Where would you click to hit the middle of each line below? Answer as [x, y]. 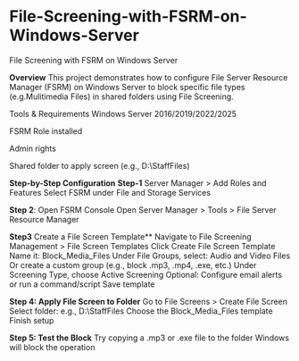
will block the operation [52, 347]
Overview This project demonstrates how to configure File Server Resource [149, 77]
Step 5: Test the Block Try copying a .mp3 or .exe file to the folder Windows [149, 338]
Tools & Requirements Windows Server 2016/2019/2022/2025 [123, 113]
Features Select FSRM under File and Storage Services [110, 192]
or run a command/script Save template [82, 284]
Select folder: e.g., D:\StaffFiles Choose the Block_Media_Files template [141, 311]
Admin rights [33, 148]
